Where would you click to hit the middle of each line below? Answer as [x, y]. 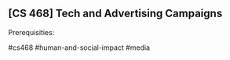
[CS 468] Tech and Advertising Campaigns [115, 14]
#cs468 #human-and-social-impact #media [79, 48]
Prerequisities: [31, 32]
